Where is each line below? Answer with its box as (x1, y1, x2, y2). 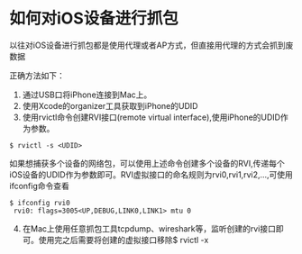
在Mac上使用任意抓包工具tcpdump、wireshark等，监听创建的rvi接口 (22, 222, 277, 234)
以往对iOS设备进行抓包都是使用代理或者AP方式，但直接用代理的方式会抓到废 (9, 40, 294, 50)
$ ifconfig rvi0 (9, 198, 70, 207)
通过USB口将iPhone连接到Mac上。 (22, 89, 152, 100)
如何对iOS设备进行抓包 (9, 8, 178, 29)
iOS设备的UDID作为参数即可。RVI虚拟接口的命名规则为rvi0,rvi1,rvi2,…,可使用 (9, 168, 293, 180)
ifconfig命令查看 (9, 180, 69, 191)
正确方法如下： (9, 69, 65, 81)
